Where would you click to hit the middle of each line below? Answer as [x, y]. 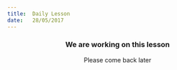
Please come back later [118, 59]
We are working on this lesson [118, 45]
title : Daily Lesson [39, 14]
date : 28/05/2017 [36, 20]
